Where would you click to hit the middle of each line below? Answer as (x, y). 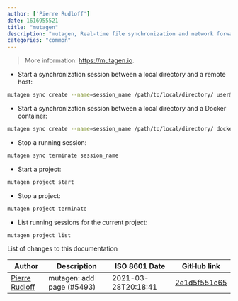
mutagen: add (72, 278)
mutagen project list (39, 235)
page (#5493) (72, 287)
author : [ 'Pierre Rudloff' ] (49, 14)
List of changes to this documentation (63, 248)
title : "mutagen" (33, 27)
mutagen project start (41, 182)
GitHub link (201, 266)
